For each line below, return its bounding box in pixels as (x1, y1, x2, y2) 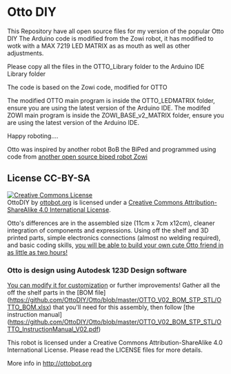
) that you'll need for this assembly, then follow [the (49, 303, 195, 311)
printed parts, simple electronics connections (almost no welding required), (7, 233, 221, 242)
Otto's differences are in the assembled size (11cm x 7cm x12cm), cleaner (7, 219, 215, 227)
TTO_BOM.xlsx (7, 303, 50, 311)
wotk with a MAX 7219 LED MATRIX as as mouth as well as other (7, 41, 190, 50)
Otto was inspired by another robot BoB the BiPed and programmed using (7, 145, 217, 153)
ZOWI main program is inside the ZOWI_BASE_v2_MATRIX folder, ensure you (7, 111, 224, 119)
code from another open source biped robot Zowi (7, 152, 148, 161)
